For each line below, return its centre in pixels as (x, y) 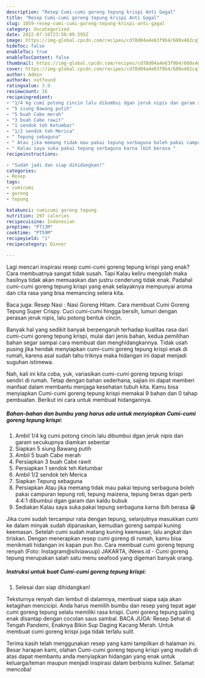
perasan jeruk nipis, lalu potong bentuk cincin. (64, 318)
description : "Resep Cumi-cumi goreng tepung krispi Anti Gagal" (91, 12)
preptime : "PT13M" (30, 227)
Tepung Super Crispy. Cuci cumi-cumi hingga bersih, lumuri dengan (92, 311)
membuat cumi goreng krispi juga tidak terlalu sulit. (71, 631)
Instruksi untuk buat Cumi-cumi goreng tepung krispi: (76, 572)
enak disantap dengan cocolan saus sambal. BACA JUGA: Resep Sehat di (99, 618)
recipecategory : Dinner (37, 244)
